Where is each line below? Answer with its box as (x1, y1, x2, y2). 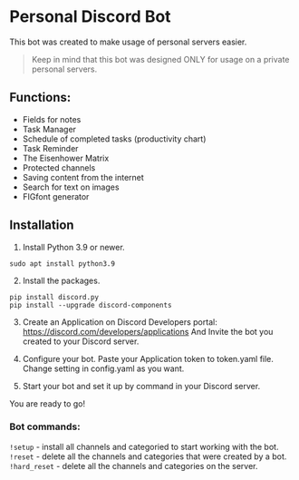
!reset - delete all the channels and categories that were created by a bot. (9, 451, 287, 462)
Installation (9, 218, 74, 233)
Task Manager (22, 123, 77, 134)
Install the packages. (22, 275, 101, 286)
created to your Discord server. (22, 336, 140, 347)
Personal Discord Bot (9, 6, 171, 27)
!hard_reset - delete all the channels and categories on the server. (9, 460, 258, 471)
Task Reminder (22, 142, 79, 153)
